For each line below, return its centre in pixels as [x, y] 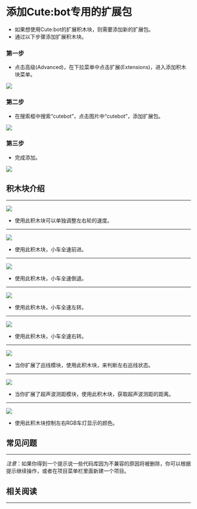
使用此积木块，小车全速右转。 [50, 336]
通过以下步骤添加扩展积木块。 [50, 36]
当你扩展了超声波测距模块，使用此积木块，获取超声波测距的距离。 [94, 394]
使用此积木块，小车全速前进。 [50, 249]
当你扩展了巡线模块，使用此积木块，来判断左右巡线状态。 [84, 365]
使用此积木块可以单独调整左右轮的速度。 [63, 220]
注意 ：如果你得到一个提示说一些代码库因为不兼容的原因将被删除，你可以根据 [98, 464]
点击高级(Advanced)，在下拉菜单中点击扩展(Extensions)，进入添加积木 [100, 67]
